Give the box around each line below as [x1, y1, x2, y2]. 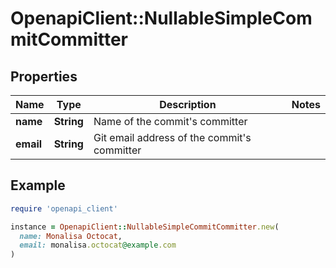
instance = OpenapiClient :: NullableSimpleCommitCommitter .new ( [10, 222, 280, 232]
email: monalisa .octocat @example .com [19, 240, 177, 251]
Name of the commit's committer [93, 115, 248, 128]
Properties [10, 68, 78, 85]
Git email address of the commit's [93, 131, 252, 144]
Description [159, 98, 217, 111]
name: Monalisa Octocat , [19, 231, 123, 241]
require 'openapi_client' [10, 203, 118, 214]
